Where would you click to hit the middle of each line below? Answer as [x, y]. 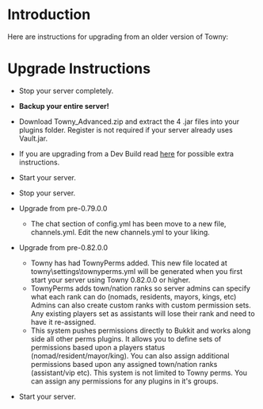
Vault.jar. [33, 138]
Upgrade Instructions [79, 69]
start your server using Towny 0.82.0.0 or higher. [111, 280]
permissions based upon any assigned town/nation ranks [124, 364]
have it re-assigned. [63, 322]
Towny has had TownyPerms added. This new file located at [129, 263]
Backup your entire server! [64, 106]
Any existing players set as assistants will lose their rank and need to [143, 313]
